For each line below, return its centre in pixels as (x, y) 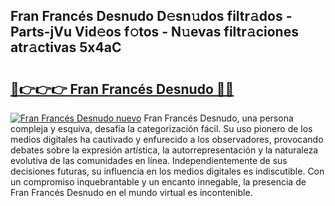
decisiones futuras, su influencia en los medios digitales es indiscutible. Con (167, 171)
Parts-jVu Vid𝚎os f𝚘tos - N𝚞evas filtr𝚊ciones (154, 32)
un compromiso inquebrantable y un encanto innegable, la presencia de (158, 182)
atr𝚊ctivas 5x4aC (66, 47)
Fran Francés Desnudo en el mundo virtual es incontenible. (131, 192)
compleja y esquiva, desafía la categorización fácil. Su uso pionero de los (161, 128)
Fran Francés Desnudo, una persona (218, 118)
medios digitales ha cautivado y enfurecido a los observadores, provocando (167, 139)
